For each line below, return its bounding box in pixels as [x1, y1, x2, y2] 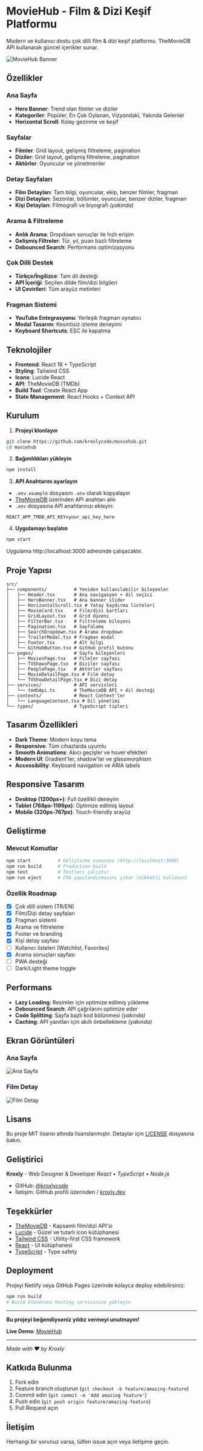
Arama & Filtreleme [6, 217, 63, 225]
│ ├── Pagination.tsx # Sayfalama [6, 624, 104, 630]
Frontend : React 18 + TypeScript [14, 360, 97, 368]
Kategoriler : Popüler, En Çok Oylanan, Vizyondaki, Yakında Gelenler [14, 111, 185, 119]
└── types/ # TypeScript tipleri [6, 703, 129, 709]
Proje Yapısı [6, 565, 52, 575]
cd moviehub [6, 444, 36, 450]
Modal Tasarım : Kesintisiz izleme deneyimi [14, 320, 122, 328]
